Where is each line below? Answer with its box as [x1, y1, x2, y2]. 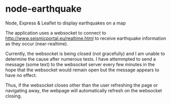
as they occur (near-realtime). [5, 40, 68, 46]
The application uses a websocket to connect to [5, 30, 106, 36]
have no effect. [5, 72, 37, 78]
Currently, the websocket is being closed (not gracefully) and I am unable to [5, 50, 165, 57]
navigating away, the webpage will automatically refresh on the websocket [5, 87, 162, 93]
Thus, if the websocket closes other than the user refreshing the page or [5, 82, 158, 88]
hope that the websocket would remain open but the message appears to [5, 67, 160, 73]
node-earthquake [5, 3, 82, 15]
